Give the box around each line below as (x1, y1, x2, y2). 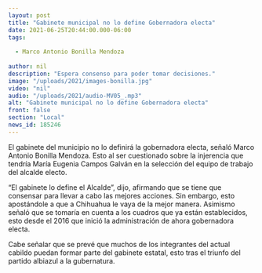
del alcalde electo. (8, 167, 67, 177)
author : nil (8, 63, 47, 71)
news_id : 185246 (8, 121, 61, 129)
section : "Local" (8, 114, 65, 122)
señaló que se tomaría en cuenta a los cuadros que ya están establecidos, (8, 207, 249, 217)
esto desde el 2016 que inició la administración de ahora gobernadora (8, 216, 234, 225)
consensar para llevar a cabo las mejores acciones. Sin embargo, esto (8, 191, 235, 200)
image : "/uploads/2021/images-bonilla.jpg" (8, 77, 153, 85)
